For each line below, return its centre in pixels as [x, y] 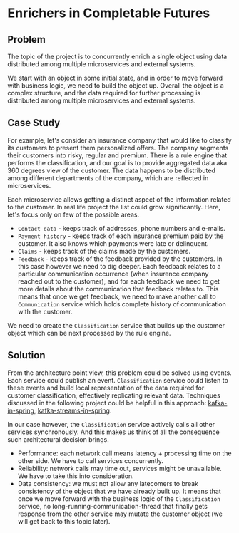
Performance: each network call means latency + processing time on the [124, 453]
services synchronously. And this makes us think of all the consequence [113, 432]
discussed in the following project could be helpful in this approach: [107, 403]
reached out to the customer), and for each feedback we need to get [118, 281]
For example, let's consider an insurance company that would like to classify [119, 140]
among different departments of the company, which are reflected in [108, 178]
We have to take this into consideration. [76, 476]
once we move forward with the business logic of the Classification [119, 498]
